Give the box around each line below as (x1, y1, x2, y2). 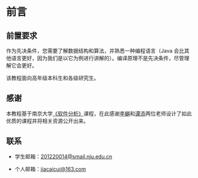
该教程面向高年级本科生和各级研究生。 (6, 75, 99, 81)
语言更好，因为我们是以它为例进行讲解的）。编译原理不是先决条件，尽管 (11, 55, 184, 62)
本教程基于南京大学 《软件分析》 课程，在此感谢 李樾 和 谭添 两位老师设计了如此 (6, 110, 192, 117)
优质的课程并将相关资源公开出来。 (6, 117, 89, 124)
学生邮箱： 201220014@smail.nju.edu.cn (14, 153, 113, 160)
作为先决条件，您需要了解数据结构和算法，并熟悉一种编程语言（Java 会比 (6, 48, 184, 54)
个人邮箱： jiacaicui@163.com (14, 165, 87, 172)
